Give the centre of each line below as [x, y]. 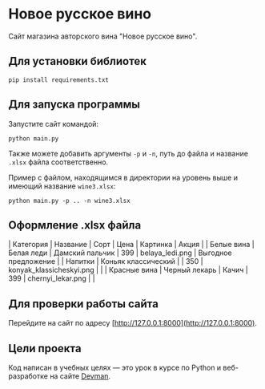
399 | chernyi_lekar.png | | [52, 278]
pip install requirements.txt [59, 80]
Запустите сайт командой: [53, 124]
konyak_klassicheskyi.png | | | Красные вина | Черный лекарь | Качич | [128, 270]
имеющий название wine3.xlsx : [62, 186]
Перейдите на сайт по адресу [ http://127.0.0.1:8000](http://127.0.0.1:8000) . [133, 323]
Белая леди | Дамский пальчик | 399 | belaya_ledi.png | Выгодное [120, 253]
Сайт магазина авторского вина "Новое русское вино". [103, 36]
